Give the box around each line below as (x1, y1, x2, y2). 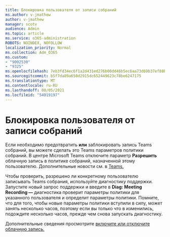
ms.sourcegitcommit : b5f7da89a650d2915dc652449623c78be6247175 (5, 74, 142, 79)
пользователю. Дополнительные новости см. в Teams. (5, 163, 124, 170)
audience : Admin (5, 26, 39, 31)
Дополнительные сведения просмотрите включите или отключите (5, 221, 150, 227)
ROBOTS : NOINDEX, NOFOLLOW (5, 41, 62, 46)
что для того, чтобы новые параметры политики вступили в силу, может (5, 200, 163, 206)
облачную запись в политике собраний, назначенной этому (5, 158, 136, 164)
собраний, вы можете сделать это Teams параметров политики (5, 147, 144, 153)
